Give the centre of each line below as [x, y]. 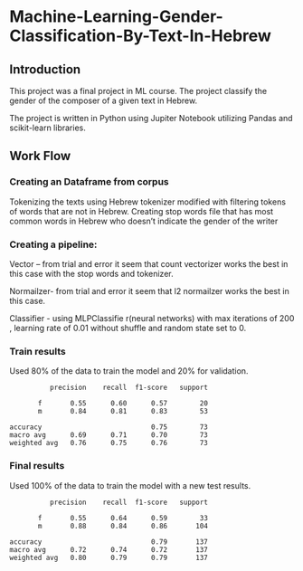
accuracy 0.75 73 [109, 427]
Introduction [45, 69]
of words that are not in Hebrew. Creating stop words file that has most [142, 211]
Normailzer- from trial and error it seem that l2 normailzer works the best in [149, 290]
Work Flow [40, 156]
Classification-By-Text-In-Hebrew [140, 36]
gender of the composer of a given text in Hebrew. [103, 100]
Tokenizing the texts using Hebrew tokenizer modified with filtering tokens [148, 202]
